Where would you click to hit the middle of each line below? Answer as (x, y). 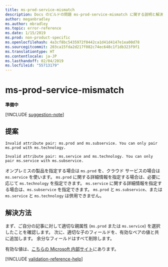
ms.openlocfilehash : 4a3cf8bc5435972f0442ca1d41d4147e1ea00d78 (72, 42)
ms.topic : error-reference (33, 28)
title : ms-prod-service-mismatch (40, 10)
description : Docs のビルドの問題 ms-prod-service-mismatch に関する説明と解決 (84, 14)
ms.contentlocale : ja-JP (31, 56)
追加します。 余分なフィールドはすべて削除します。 (62, 238)
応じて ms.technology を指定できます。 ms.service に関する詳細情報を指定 (81, 183)
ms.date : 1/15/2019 (25, 33)
